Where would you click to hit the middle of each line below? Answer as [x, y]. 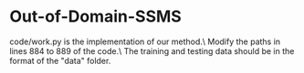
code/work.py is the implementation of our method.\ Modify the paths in [145, 41]
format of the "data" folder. [60, 60]
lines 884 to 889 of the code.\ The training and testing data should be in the [152, 50]
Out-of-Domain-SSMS [96, 17]
